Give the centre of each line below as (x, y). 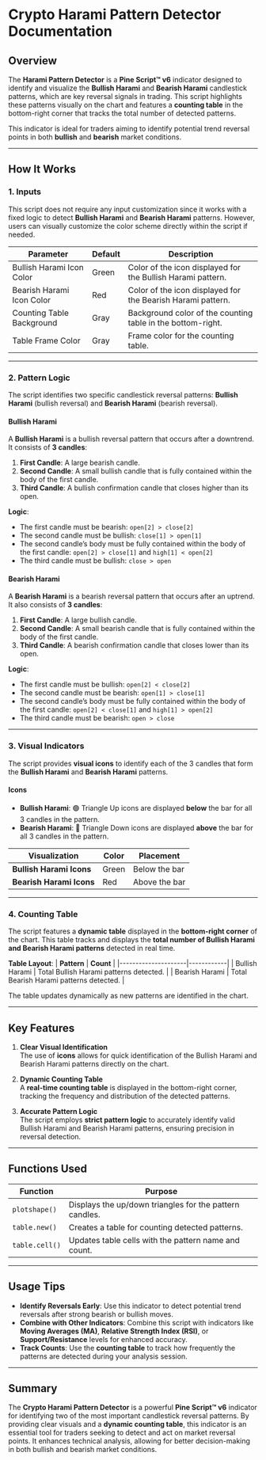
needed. (22, 234)
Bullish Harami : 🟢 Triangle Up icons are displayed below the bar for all (136, 808)
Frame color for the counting (181, 336)
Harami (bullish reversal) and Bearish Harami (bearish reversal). (113, 403)
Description (191, 253)
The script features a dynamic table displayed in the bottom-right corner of (133, 931)
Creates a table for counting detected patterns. (156, 1227)
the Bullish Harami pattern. (177, 277)
